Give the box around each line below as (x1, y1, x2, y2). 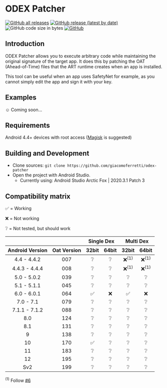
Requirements (5, 121, 50, 130)
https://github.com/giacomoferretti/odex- (67, 163, 157, 168)
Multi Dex (125, 238, 149, 244)
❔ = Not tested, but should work (5, 226, 71, 231)
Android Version (7, 247, 47, 254)
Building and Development (5, 149, 89, 157)
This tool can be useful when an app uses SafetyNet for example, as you (5, 73, 155, 79)
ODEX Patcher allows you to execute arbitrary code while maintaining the (5, 53, 156, 59)
